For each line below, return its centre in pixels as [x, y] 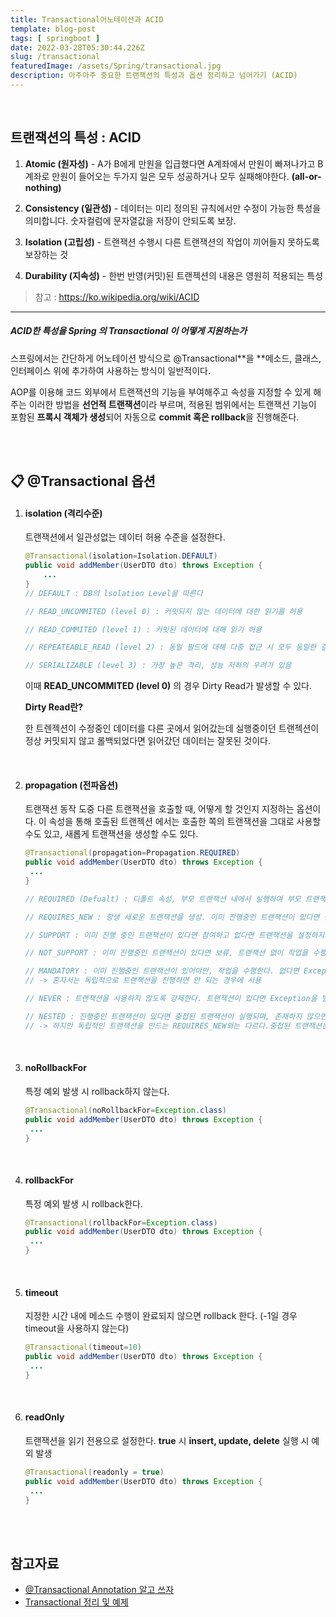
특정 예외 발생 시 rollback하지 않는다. [97, 1091]
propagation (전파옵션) [71, 785]
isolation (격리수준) [63, 513]
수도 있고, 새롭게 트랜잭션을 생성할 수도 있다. [111, 834]
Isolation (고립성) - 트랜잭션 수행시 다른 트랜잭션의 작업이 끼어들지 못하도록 [172, 242]
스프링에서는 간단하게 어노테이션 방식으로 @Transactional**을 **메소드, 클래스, [166, 358]
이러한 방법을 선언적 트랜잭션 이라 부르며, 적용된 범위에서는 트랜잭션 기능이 [172, 404]
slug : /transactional [55, 57]
